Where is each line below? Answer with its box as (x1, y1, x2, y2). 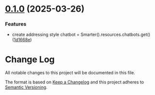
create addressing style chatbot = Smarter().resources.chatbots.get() (12, 32, 151, 37)
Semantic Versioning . (5, 84, 47, 90)
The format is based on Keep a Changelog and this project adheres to (5, 79, 144, 85)
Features (5, 21, 27, 28)
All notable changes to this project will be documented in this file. (5, 70, 136, 76)
